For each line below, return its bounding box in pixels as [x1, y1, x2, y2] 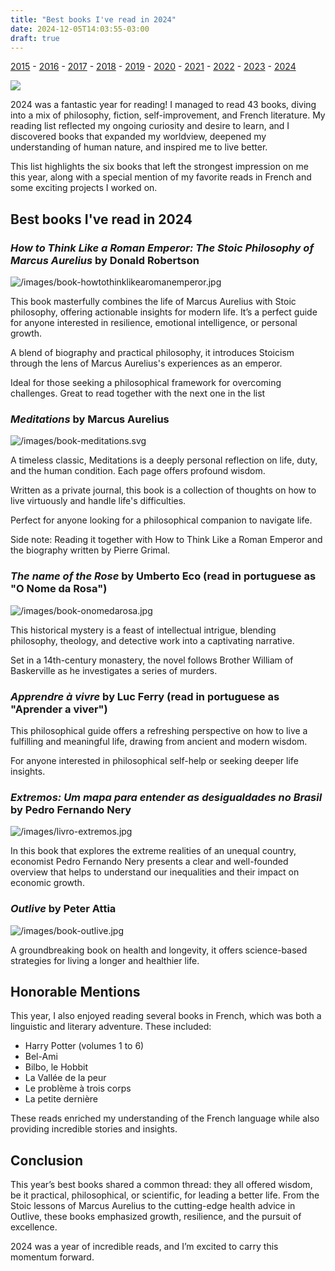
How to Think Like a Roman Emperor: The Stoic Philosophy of [10, 241, 315, 255]
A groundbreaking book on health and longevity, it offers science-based [10, 944, 308, 956]
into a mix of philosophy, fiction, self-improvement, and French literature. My [10, 109, 326, 121]
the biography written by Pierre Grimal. [10, 544, 171, 556]
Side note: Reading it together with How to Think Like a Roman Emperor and [10, 534, 323, 546]
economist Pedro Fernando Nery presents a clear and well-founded [10, 856, 289, 868]
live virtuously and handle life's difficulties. [10, 495, 187, 507]
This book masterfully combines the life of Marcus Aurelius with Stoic [10, 296, 297, 308]
